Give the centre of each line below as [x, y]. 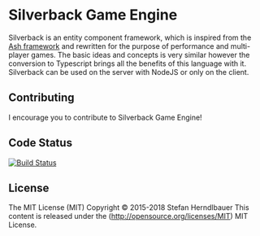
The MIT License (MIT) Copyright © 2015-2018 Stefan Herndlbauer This [129, 208]
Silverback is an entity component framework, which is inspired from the [130, 37]
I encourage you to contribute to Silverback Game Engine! [105, 117]
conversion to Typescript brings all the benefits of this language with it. [127, 63]
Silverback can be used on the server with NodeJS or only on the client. [129, 72]
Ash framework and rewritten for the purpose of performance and [119, 46]
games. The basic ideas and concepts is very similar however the [141, 55]
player [19, 55]
